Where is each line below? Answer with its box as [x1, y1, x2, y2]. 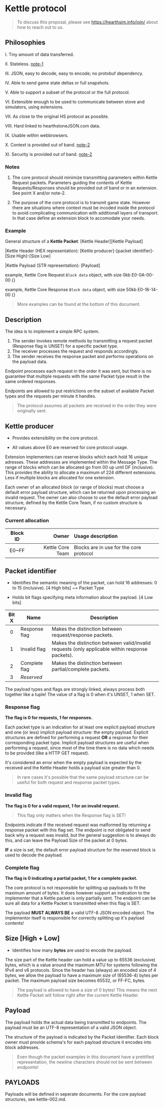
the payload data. [12, 359, 48, 364]
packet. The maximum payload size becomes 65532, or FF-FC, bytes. [5, 978, 145, 983]
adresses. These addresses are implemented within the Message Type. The [5, 459, 158, 465]
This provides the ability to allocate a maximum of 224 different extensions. [5, 469, 157, 475]
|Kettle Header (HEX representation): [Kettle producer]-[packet [5, 248, 132, 254]
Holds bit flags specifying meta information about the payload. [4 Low [12, 595, 153, 600]
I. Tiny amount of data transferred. [5, 51, 74, 57]
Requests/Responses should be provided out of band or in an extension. [12, 185, 158, 191]
